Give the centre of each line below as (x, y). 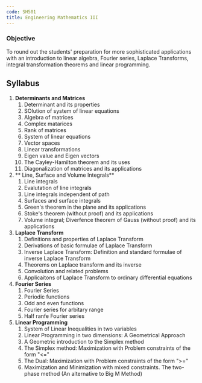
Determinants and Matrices (50, 98)
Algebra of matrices (49, 117)
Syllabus (23, 84)
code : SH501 (21, 12)
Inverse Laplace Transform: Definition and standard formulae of (103, 252)
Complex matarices (48, 124)
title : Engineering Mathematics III (52, 17)
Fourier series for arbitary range (64, 309)
